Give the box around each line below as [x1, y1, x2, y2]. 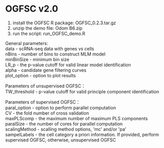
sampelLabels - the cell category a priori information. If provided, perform [5, 131, 159, 137]
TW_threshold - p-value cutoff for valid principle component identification [5, 88, 159, 94]
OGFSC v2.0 [5, 3, 58, 15]
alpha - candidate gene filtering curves [5, 67, 87, 73]
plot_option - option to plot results [5, 72, 76, 78]
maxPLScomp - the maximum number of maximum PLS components [5, 115, 148, 121]
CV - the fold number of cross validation [5, 110, 90, 116]
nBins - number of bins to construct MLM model [5, 51, 106, 57]
